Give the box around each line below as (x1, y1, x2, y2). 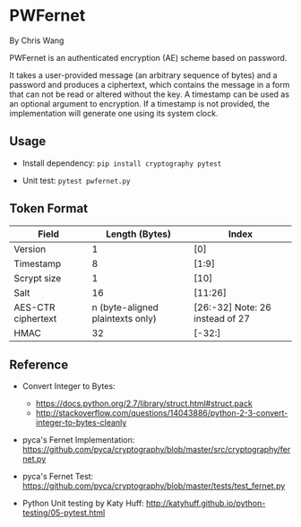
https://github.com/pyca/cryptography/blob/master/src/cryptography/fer (21, 445, 291, 455)
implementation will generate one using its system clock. (9, 108, 219, 118)
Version (13, 243, 47, 255)
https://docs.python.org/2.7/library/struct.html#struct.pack (35, 398, 253, 409)
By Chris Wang (9, 35, 64, 46)
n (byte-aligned (91, 301, 159, 314)
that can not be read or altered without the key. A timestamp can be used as (9, 89, 289, 99)
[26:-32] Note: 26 (193, 301, 271, 314)
